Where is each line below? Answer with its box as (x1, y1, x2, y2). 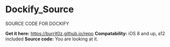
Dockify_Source (5, 4, 74, 15)
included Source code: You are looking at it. (5, 36, 98, 42)
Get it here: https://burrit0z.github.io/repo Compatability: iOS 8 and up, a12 (5, 30, 165, 36)
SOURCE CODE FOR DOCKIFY (5, 20, 69, 27)
